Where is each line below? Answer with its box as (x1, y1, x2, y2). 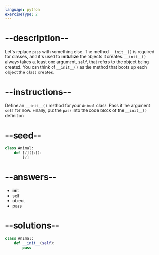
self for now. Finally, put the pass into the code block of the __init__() (5, 108, 147, 113)
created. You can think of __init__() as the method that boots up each (5, 64, 147, 70)
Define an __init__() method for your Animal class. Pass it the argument (5, 103, 151, 109)
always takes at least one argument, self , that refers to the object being (5, 59, 149, 65)
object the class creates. (5, 69, 54, 75)
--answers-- (5, 171, 57, 182)
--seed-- (5, 130, 42, 141)
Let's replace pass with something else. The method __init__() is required (5, 49, 155, 55)
